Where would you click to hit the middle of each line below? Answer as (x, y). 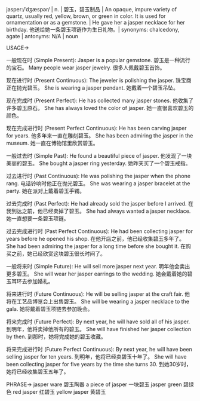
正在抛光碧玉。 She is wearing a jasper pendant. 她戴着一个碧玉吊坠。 (93, 88)
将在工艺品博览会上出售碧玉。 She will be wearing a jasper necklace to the (98, 301)
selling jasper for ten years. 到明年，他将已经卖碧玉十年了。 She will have (96, 357)
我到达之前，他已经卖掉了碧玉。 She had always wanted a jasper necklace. (99, 211)
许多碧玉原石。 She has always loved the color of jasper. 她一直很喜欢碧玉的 (100, 108)
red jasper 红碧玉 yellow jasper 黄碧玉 (59, 392)
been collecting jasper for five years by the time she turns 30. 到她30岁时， (99, 364)
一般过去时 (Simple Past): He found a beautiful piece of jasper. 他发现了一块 (99, 156)
